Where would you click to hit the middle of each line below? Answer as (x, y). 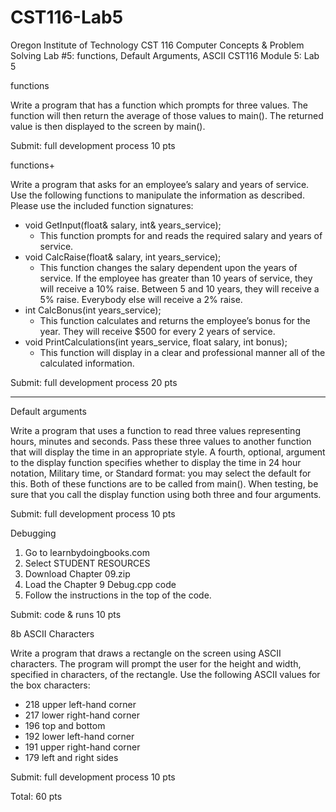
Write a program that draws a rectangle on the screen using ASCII (146, 653)
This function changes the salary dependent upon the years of (168, 267)
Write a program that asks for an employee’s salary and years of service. (160, 184)
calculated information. (87, 363)
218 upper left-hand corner (80, 704)
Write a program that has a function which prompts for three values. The (159, 105)
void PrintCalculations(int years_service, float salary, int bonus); (156, 342)
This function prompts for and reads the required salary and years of (181, 235)
